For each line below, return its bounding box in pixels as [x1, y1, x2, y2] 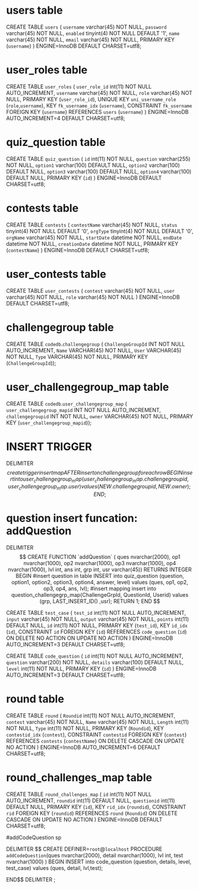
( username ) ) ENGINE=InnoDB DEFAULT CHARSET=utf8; [6, 42, 141, 49]
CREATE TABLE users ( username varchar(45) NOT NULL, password [6, 23, 167, 30]
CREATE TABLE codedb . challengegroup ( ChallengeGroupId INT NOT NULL [6, 340, 185, 348]
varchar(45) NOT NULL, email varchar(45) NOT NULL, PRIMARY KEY [6, 36, 175, 43]
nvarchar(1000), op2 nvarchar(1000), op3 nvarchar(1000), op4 [23, 560, 176, 567]
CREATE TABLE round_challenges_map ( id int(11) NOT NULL [6, 791, 152, 798]
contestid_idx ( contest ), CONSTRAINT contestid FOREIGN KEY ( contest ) [6, 731, 187, 738]
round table [6, 692, 64, 706]
